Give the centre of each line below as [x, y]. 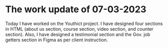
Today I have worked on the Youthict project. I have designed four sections [84, 23]
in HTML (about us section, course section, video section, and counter [79, 29]
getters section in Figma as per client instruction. [57, 40]
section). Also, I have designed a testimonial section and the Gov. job [78, 34]
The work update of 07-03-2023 [76, 9]
